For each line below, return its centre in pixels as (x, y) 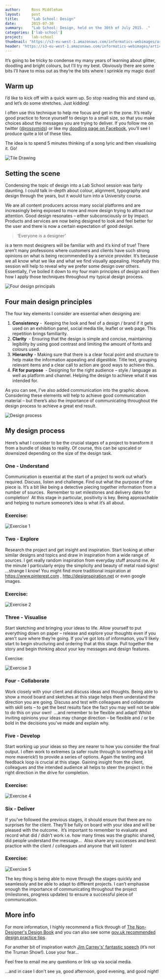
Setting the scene (33, 174)
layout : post (23, 14)
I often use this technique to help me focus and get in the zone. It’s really (79, 113)
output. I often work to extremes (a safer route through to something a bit (79, 752)
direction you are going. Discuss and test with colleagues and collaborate (79, 702)
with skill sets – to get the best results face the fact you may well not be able (82, 707)
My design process (35, 431)
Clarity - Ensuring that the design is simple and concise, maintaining (82, 339)
